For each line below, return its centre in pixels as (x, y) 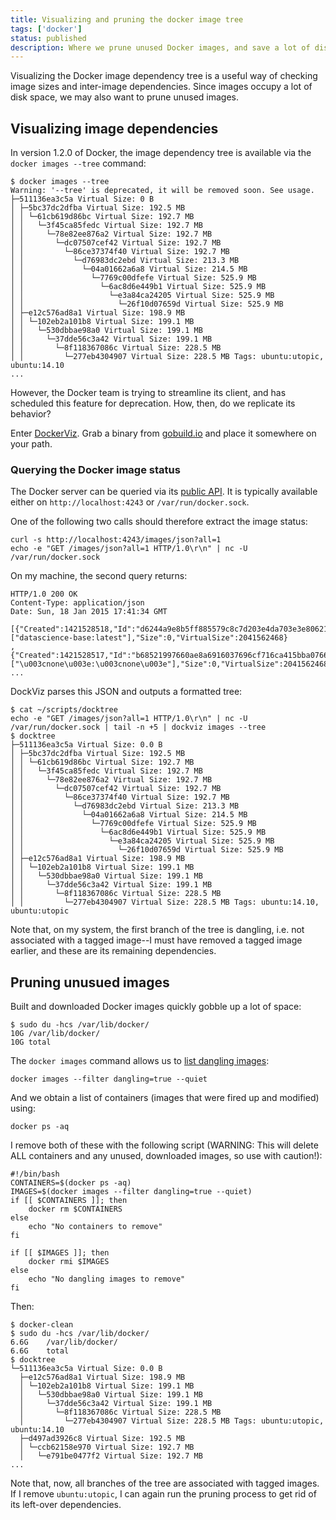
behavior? (31, 414)
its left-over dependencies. (66, 1505)
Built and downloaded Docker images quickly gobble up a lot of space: (156, 1007)
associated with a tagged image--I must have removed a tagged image (156, 940)
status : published (48, 38)
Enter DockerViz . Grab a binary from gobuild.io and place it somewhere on (163, 433)
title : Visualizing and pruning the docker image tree (127, 19)
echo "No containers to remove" (95, 1227)
